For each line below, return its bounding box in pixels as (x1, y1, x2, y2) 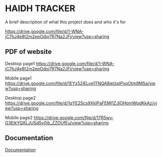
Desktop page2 (5, 95, 36, 101)
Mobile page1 (5, 75, 32, 81)
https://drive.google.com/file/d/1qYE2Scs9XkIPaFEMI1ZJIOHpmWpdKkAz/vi (5, 100, 157, 106)
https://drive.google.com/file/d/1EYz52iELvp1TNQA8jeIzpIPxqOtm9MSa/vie (5, 80, 156, 86)
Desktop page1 (5, 60, 35, 66)
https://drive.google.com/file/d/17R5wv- (34, 115, 114, 121)
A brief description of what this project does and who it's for (5, 19, 126, 25)
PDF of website (5, 48, 52, 56)
